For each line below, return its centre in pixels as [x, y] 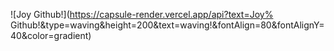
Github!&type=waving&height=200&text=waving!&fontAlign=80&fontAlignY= [167, 25]
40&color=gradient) [51, 35]
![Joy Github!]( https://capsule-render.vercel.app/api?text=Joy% [142, 14]
